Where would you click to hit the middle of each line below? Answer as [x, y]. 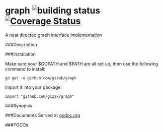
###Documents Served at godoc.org [43, 115]
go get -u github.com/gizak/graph [41, 78]
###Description [21, 44]
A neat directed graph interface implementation [54, 35]
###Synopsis [19, 105]
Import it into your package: [34, 87]
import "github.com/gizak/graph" [40, 96]
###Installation [20, 54]
